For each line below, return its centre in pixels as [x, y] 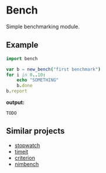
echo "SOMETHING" [38, 80]
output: [15, 102]
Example [22, 45]
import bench [22, 59]
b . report [17, 91]
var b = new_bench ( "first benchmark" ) [53, 69]
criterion [25, 158]
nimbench [27, 164]
